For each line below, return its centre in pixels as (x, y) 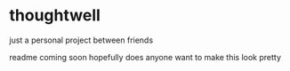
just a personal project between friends (81, 40)
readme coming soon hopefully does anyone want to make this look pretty (145, 57)
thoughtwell (55, 16)
